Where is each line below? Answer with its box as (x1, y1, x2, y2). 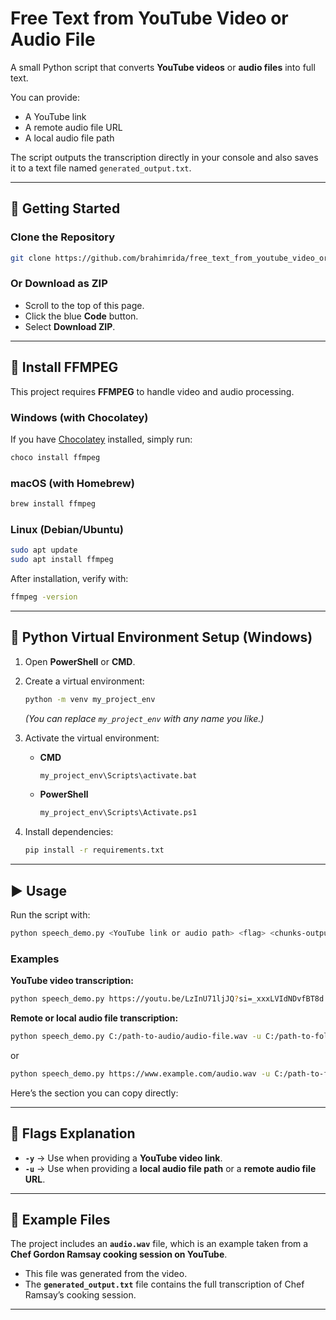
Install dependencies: (24, 826, 114, 838)
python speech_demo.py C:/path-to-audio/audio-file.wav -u (10, 1032, 262, 1042)
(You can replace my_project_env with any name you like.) (24, 712, 265, 724)
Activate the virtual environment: (24, 732, 160, 744)
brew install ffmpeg (10, 499, 97, 509)
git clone (10, 253, 52, 263)
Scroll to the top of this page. (24, 299, 145, 311)
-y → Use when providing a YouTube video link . (24, 1152, 223, 1164)
